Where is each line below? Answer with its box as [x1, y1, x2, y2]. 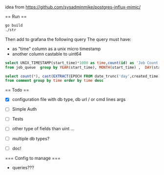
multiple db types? [12, 136, 50, 141]
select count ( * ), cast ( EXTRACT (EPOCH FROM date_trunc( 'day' [5, 74, 130, 78]
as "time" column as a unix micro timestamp [12, 46, 101, 52]
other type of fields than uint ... [12, 126, 75, 132]
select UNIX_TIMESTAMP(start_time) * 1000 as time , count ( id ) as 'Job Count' [5, 60, 161, 65]
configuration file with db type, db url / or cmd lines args [12, 97, 126, 102]
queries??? [12, 164, 34, 170]
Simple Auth [12, 106, 37, 112]
